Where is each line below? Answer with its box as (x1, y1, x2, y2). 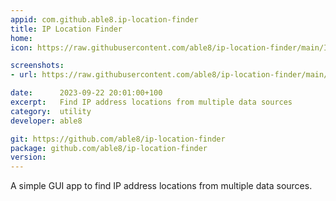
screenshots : (10, 61, 65, 71)
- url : (10, 70, 38, 80)
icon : (10, 42, 33, 53)
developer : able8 (10, 116, 83, 126)
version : (10, 152, 47, 163)
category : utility (10, 106, 92, 116)
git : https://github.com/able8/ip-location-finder (10, 134, 226, 144)
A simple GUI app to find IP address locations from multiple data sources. (10, 180, 313, 192)
